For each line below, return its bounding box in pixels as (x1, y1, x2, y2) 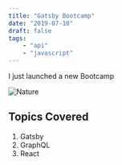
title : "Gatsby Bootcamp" (8, 11, 95, 20)
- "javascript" (22, 49, 74, 57)
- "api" (22, 42, 48, 50)
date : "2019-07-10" (8, 19, 74, 27)
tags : (8, 34, 26, 43)
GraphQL (19, 140, 51, 150)
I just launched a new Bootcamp (8, 72, 115, 80)
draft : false (8, 27, 52, 35)
